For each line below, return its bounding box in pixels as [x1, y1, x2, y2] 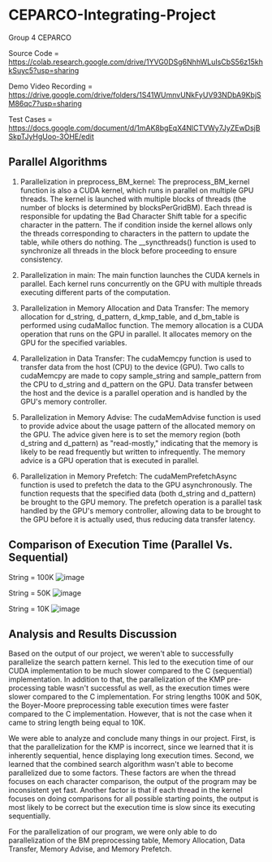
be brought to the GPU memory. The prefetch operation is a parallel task [19, 497, 262, 507]
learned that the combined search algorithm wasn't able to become [8, 760, 234, 769]
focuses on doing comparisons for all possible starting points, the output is [8, 794, 259, 804]
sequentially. [8, 811, 51, 821]
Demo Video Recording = [8, 81, 93, 91]
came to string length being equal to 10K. [8, 717, 146, 728]
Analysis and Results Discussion [8, 627, 177, 641]
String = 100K [8, 572, 54, 582]
